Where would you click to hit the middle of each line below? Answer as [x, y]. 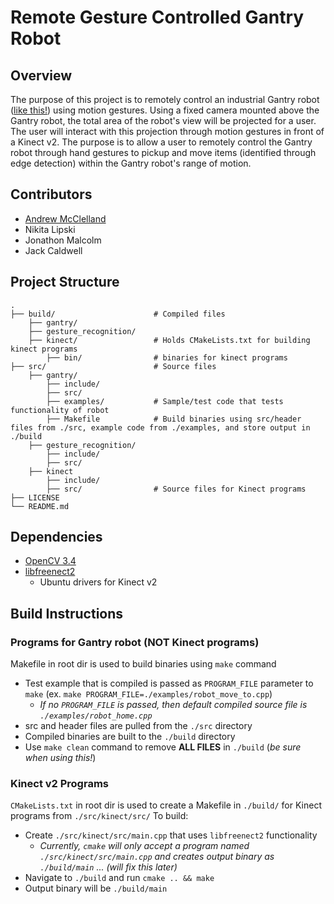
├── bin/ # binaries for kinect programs [167, 357]
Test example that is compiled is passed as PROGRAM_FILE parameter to [169, 683]
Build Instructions [67, 613]
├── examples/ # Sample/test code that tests [165, 401]
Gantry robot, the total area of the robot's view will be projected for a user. [163, 120]
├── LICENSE [35, 497]
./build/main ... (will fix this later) [108, 867]
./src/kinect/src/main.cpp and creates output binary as [157, 857]
